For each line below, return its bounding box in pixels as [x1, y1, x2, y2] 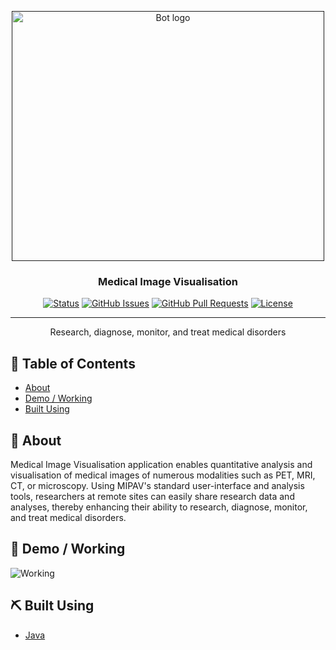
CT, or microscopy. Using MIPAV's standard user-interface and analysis [10, 479, 305, 491]
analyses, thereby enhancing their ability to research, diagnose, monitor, [10, 501, 308, 513]
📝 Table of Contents [10, 355, 136, 372]
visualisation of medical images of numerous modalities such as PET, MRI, [10, 469, 316, 481]
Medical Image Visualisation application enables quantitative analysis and [10, 458, 313, 470]
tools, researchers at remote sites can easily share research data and [10, 490, 295, 502]
